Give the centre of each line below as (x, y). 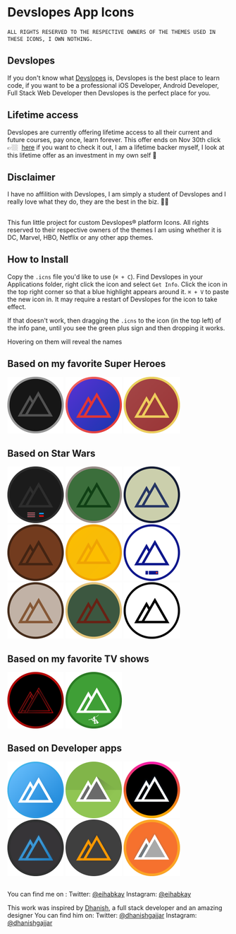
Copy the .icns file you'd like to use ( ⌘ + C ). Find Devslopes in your (105, 276)
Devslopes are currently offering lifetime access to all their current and (110, 132)
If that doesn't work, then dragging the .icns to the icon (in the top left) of (114, 320)
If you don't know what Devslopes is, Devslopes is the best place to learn (113, 78)
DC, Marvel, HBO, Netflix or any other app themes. (80, 237)
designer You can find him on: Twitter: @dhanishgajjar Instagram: (102, 916)
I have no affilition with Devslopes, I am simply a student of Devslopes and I (117, 194)
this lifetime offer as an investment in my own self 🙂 (82, 155)
